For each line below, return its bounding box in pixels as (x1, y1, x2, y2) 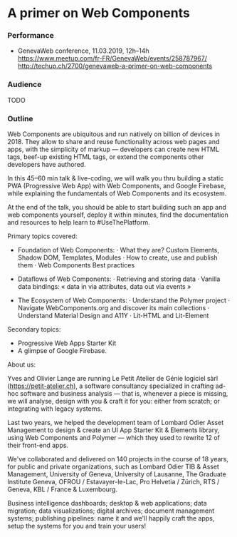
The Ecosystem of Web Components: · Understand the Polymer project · (17, 296, 230, 305)
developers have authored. (7, 160, 87, 169)
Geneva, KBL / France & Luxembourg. (7, 485, 117, 493)
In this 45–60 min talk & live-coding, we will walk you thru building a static (7, 174, 224, 183)
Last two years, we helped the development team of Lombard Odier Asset (7, 419, 224, 427)
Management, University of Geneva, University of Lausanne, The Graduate (7, 470, 226, 479)
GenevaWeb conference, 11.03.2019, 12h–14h (17, 46, 149, 55)
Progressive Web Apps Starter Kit (17, 339, 117, 347)
